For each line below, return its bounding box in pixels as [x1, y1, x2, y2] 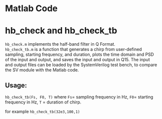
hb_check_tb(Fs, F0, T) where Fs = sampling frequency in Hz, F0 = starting [5, 94, 154, 100]
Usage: [5, 81, 28, 89]
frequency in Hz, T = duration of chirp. [5, 99, 81, 105]
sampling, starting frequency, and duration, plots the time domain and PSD [5, 51, 154, 57]
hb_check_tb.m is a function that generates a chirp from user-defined [5, 47, 142, 52]
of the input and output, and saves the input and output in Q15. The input [5, 57, 150, 63]
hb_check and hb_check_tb [5, 25, 117, 36]
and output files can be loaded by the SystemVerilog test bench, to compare [5, 62, 158, 68]
